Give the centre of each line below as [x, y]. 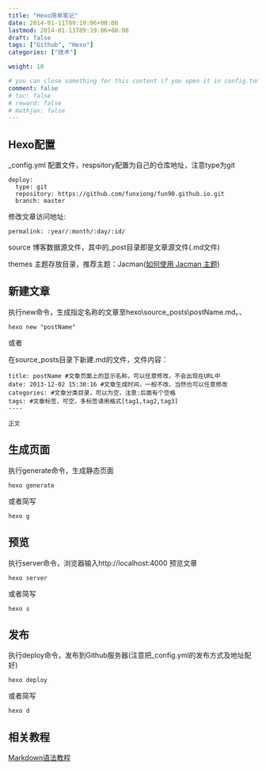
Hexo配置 [32, 145]
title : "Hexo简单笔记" [43, 15]
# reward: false [35, 103]
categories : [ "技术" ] [43, 52]
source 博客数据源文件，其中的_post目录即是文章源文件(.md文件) [114, 247]
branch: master [40, 201]
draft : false [30, 38]
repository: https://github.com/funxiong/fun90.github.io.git [120, 194]
